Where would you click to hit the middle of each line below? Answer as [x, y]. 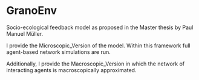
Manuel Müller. [25, 33]
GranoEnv [32, 11]
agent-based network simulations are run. [58, 52]
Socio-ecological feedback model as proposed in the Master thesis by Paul [100, 27]
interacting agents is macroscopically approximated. [71, 70]
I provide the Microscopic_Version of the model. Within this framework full [98, 45]
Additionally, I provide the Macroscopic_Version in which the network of [96, 64]
